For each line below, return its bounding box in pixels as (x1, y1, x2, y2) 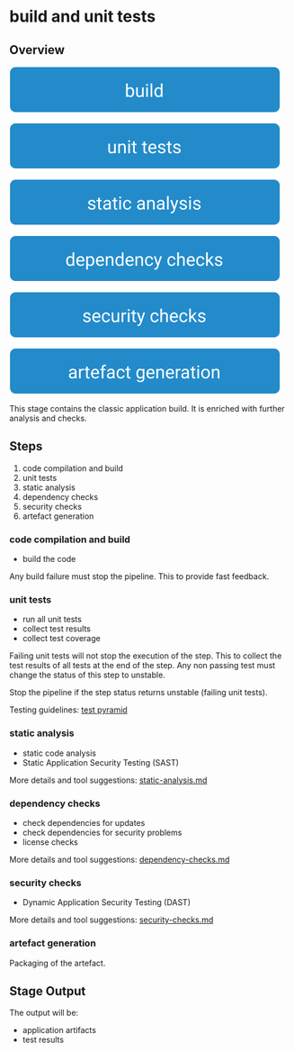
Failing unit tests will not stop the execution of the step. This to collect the (9, 650, 282, 661)
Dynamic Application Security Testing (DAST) (22, 897, 192, 908)
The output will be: (9, 1007, 79, 1019)
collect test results (22, 623, 92, 634)
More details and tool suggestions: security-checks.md (9, 914, 214, 925)
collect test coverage (22, 633, 101, 644)
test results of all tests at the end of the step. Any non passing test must (9, 660, 276, 671)
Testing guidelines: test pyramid (9, 704, 128, 715)
